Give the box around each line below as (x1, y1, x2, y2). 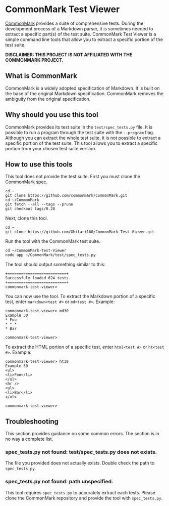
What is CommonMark (5, 72, 77, 80)
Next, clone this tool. (5, 215, 48, 221)
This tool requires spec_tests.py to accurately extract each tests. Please (5, 489, 155, 495)
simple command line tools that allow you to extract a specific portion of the (5, 36, 163, 43)
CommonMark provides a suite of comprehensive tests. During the (5, 20, 144, 26)
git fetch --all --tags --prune (5, 202, 73, 207)
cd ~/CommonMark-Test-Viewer (5, 248, 67, 254)
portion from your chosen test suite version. (5, 145, 97, 151)
